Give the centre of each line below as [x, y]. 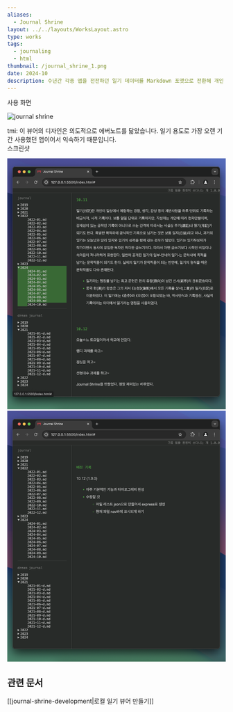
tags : [15, 44]
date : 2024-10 [28, 73]
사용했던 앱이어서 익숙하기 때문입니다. [65, 139]
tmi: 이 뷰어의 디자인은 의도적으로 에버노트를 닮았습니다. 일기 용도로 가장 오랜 [111, 130]
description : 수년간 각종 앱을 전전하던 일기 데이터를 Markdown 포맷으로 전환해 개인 [115, 81]
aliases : [20, 15]
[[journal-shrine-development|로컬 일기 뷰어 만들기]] [80, 701]
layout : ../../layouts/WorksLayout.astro [68, 29]
